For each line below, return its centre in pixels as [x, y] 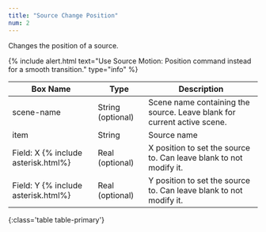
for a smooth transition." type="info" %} [73, 69]
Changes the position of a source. [63, 45]
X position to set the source [199, 147]
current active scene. [187, 122]
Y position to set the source [199, 181]
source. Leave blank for [192, 112]
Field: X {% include [47, 153]
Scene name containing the [199, 102]
